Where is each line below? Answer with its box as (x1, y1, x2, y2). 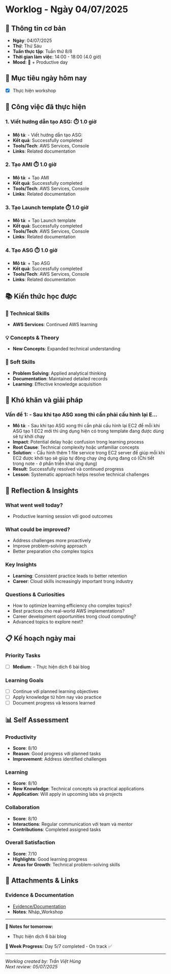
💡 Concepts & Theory (5, 334, 60, 342)
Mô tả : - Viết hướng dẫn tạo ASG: (12, 132, 83, 138)
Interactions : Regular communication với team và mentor (12, 821, 133, 827)
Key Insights (5, 561, 37, 568)
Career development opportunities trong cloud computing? (12, 614, 136, 619)
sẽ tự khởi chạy (12, 433, 45, 440)
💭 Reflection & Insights (5, 486, 79, 495)
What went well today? (5, 501, 63, 508)
